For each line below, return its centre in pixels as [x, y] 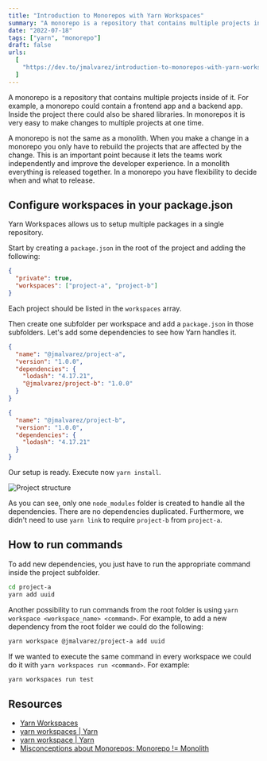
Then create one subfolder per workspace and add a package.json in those [131, 323]
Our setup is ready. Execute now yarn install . [85, 473]
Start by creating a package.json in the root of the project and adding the [127, 248]
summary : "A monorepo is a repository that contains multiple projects [129, 23]
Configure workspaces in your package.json [121, 205]
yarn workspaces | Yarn [59, 732]
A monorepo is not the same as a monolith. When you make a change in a [129, 138]
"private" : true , [44, 279]
